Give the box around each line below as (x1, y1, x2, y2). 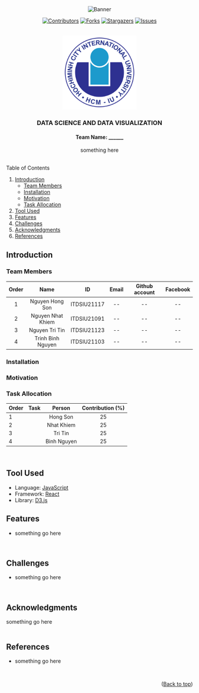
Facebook (165, 286, 191, 293)
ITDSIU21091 (70, 315, 105, 322)
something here (80, 146, 119, 154)
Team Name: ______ (75, 133, 124, 140)
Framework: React (14, 490, 60, 497)
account (134, 289, 155, 296)
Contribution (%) (82, 404, 125, 411)
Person (52, 404, 70, 411)
